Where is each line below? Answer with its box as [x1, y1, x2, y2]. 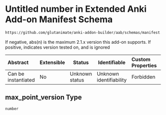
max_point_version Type [5, 93, 82, 102]
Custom [131, 56, 151, 62]
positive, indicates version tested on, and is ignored [5, 44, 110, 50]
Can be [7, 70, 25, 77]
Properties [131, 62, 157, 69]
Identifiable [98, 59, 126, 66]
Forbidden [131, 73, 156, 80]
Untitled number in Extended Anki [5, 3, 147, 15]
